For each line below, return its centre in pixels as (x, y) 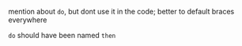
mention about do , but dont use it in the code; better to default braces (121, 11)
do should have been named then (62, 35)
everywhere (28, 20)
